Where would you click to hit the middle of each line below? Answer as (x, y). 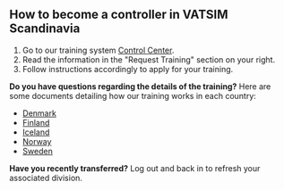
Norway (37, 141)
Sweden (38, 151)
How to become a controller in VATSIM (119, 15)
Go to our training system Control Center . (98, 50)
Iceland (36, 132)
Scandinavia (45, 29)
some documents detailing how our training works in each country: (133, 95)
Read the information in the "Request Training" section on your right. (149, 59)
